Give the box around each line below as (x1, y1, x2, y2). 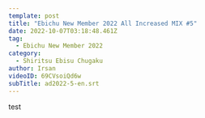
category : (8, 49, 42, 57)
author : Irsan (8, 65, 57, 73)
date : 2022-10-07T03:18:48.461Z (8, 27, 117, 35)
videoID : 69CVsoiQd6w (8, 72, 82, 80)
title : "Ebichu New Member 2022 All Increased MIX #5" (8, 19, 198, 27)
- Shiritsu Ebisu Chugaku (15, 57, 104, 65)
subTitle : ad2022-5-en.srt (8, 79, 100, 87)
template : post (8, 11, 60, 20)
